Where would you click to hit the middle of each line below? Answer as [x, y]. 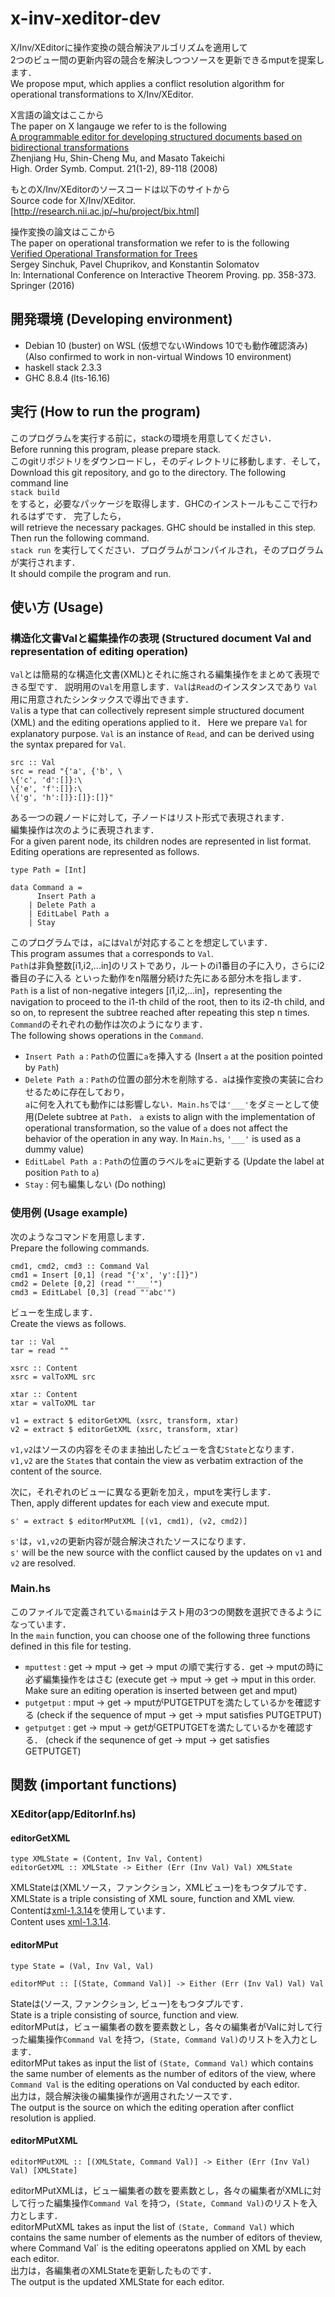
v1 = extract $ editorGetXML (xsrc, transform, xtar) [125, 1420]
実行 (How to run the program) [106, 412]
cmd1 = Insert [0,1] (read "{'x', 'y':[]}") [104, 1275]
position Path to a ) [62, 1173]
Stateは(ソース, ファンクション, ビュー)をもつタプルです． [129, 2003]
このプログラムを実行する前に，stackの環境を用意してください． [143, 438]
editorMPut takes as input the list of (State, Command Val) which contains [162, 2063]
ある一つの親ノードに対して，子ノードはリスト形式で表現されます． [150, 818]
